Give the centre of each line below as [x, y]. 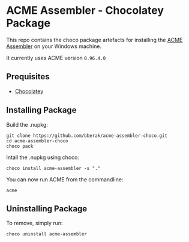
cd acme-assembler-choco [37, 141]
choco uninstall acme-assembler [46, 234]
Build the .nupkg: [27, 124]
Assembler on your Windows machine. [54, 46]
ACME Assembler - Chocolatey [85, 11]
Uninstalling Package [47, 209]
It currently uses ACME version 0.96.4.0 [56, 58]
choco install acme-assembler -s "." [53, 168]
